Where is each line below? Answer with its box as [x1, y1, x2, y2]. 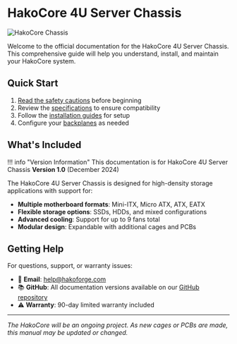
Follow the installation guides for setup [17, 111, 130, 119]
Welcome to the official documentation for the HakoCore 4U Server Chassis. [7, 42, 229, 50]
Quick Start [7, 78, 59, 90]
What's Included [7, 139, 82, 151]
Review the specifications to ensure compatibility [17, 104, 161, 112]
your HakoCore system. [7, 56, 76, 65]
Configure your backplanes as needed [17, 118, 129, 127]
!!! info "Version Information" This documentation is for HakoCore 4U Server [7, 157, 228, 166]
